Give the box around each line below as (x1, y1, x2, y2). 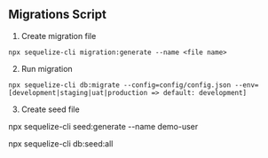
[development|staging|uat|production (8, 88, 148, 97)
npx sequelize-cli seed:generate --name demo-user (8, 121, 199, 131)
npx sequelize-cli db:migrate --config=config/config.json (8, 80, 232, 90)
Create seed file (20, 104, 81, 115)
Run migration (20, 63, 73, 74)
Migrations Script (8, 7, 107, 22)
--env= (234, 80, 259, 90)
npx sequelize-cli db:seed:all (8, 138, 114, 149)
